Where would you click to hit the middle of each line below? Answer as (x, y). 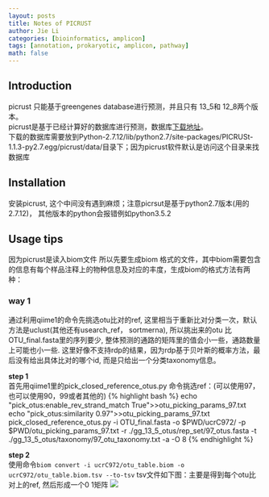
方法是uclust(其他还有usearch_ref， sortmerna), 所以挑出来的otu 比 (120, 330)
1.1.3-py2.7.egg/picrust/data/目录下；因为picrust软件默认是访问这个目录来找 (134, 147)
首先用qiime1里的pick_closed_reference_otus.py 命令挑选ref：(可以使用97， (134, 386)
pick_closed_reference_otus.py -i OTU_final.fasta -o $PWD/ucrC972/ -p (127, 422)
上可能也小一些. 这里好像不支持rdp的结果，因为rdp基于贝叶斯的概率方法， (131, 350)
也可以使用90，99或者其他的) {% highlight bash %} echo (103, 395)
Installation (37, 183)
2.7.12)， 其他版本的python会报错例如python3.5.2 (90, 213)
